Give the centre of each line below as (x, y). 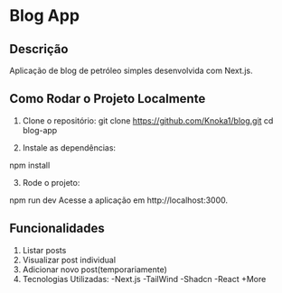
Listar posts (44, 250)
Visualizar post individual (69, 260)
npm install (30, 165)
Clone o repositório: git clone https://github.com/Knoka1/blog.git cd (148, 120)
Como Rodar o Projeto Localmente (108, 99)
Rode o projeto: (51, 182)
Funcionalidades (57, 229)
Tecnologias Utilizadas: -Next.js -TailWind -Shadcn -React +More (144, 279)
